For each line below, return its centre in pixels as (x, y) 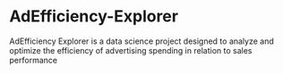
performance (34, 60)
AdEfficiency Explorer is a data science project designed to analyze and (142, 41)
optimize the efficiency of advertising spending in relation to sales (131, 50)
